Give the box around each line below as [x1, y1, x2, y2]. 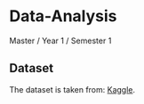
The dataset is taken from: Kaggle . [9, 84, 136, 94]
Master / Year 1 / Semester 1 [9, 35, 112, 46]
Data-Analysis [9, 6, 117, 26]
